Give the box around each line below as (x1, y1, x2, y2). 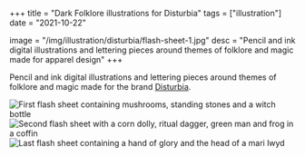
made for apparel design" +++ (9, 54, 123, 64)
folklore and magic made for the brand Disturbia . (9, 82, 192, 92)
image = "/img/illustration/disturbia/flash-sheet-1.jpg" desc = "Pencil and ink (9, 35, 296, 45)
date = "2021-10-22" (9, 17, 86, 28)
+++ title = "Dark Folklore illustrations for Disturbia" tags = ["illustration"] (9, 8, 282, 18)
